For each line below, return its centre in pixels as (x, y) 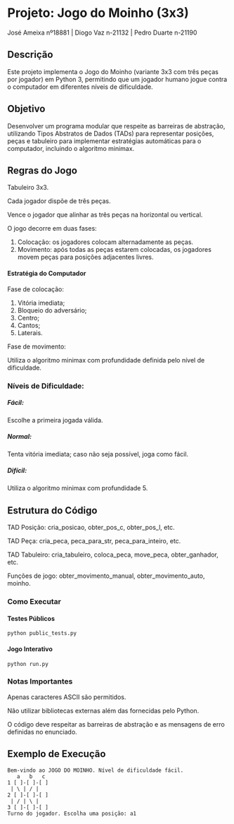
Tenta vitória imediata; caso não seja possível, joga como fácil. (98, 454)
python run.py (28, 664)
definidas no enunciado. (42, 732)
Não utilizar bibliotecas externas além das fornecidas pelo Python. (103, 710)
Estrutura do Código (52, 510)
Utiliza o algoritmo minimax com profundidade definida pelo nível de (106, 360)
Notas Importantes (40, 681)
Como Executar (34, 602)
